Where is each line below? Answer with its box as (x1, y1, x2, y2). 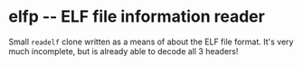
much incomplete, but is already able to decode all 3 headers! (8, 45, 239, 56)
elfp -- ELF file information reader (8, 6, 266, 27)
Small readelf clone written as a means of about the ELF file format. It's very (8, 36, 294, 47)
